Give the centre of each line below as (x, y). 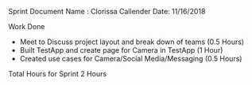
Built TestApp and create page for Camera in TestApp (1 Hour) (121, 50)
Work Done (27, 26)
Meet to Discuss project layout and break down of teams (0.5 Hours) (132, 42)
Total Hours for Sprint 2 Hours (58, 74)
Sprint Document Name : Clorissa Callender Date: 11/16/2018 (107, 11)
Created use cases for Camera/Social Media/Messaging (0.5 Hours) (131, 59)
